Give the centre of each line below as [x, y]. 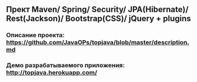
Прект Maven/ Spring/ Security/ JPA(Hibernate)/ [97, 10]
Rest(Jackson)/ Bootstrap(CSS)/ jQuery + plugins [98, 19]
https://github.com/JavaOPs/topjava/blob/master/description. [98, 42]
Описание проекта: [35, 35]
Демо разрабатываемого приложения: [66, 65]
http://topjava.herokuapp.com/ [52, 73]
